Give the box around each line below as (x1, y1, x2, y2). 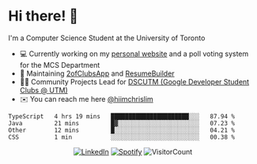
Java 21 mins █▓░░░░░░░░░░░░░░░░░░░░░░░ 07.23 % (8, 119, 236, 127)
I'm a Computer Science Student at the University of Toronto (8, 33, 206, 43)
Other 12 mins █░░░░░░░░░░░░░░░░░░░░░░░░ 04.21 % (8, 126, 236, 134)
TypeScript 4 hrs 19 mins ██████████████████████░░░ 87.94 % (8, 112, 236, 121)
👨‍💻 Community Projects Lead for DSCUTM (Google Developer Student (19, 76, 250, 86)
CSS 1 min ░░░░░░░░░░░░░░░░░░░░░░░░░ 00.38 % (8, 133, 236, 141)
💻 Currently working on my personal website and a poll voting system (19, 49, 249, 58)
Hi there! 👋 (8, 7, 79, 25)
